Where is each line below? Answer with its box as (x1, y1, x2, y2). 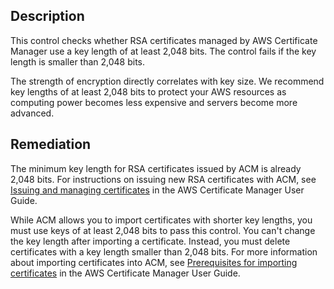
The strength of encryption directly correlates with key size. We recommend (10, 75, 325, 87)
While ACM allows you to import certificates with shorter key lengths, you (10, 214, 313, 226)
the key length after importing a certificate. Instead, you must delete (10, 235, 291, 247)
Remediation (10, 136, 92, 153)
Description (10, 8, 85, 25)
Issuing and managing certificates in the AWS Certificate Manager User (10, 184, 305, 196)
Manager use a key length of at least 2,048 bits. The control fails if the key (10, 45, 317, 57)
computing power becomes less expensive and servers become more (10, 96, 298, 108)
